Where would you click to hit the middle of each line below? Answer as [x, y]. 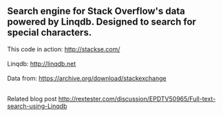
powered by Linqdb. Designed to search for [102, 22]
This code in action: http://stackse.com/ [64, 49]
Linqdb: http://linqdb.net [42, 64]
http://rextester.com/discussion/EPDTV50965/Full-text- [137, 99]
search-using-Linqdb [37, 106]
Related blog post [32, 99]
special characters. [50, 32]
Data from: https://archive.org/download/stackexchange [87, 78]
